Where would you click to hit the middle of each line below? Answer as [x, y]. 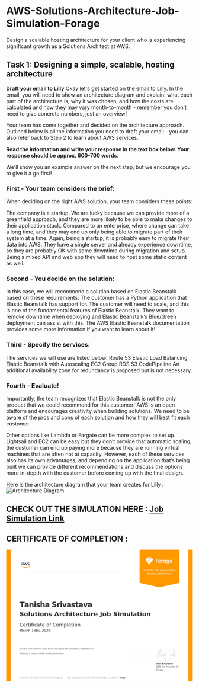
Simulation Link [35, 519]
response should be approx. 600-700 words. [62, 155]
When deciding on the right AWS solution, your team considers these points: [99, 201]
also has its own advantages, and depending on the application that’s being [98, 460]
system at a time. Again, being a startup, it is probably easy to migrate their [98, 238]
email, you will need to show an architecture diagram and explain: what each [99, 95]
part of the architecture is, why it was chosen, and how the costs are [90, 101]
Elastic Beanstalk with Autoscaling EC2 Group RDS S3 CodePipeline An [93, 364]
